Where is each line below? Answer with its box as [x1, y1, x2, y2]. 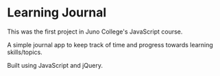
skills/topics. [7, 48, 42, 56]
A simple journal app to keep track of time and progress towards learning [7, 40, 214, 49]
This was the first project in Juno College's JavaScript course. [7, 27, 183, 36]
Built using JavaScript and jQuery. [7, 61, 103, 69]
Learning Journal [7, 5, 107, 21]
